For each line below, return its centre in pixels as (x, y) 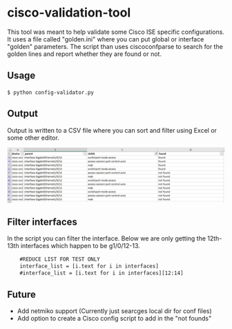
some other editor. (33, 138)
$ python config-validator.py (51, 92)
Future (22, 294)
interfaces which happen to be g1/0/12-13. (80, 246)
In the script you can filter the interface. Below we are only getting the (106, 238)
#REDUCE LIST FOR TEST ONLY (60, 260)
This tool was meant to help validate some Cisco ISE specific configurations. (116, 32)
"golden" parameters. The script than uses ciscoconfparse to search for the (115, 46)
